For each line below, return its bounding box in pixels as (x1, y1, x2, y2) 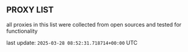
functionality (6, 27, 38, 34)
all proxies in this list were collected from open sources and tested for (6, 21, 182, 28)
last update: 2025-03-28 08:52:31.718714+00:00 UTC (6, 39, 138, 46)
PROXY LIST (6, 5, 54, 15)
